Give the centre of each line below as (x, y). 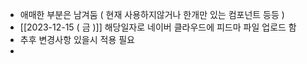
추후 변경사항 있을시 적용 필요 (77, 39)
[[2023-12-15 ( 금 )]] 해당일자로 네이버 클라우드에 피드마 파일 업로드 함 (158, 27)
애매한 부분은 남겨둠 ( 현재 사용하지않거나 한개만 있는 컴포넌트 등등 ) (152, 14)
